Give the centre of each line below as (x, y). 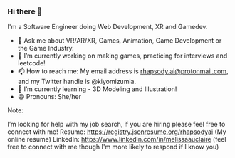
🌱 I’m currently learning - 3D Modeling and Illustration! (97, 89)
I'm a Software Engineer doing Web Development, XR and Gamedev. (108, 27)
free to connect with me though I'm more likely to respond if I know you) (113, 147)
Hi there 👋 (25, 11)
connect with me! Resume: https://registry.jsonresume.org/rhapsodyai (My (117, 132)
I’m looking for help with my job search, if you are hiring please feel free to (116, 125)
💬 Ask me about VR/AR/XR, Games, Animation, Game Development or (120, 41)
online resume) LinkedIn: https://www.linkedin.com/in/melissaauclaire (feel (117, 139)
